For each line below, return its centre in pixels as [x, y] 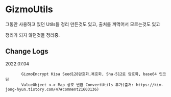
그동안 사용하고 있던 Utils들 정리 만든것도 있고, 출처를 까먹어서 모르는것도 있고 [83, 24]
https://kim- [150, 85]
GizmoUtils [29, 9]
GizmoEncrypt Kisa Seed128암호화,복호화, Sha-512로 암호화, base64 [89, 74]
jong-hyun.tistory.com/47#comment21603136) [52, 89]
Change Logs [27, 51]
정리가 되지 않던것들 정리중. [33, 35]
